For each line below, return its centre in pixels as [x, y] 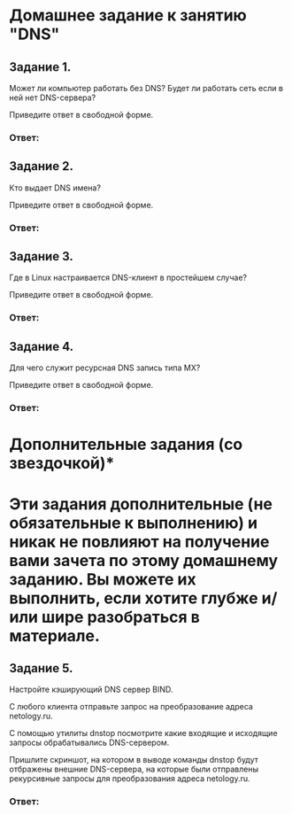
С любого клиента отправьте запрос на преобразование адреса [131, 707]
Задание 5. [41, 668]
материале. [54, 636]
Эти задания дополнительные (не [141, 504]
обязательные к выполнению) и [134, 523]
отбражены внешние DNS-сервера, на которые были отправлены [134, 769]
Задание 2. [41, 166]
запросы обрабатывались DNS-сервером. [89, 743]
